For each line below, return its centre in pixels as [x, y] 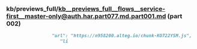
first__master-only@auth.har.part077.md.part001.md [86, 16]
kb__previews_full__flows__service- [112, 9]
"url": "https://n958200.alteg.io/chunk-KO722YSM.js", [122, 36]
